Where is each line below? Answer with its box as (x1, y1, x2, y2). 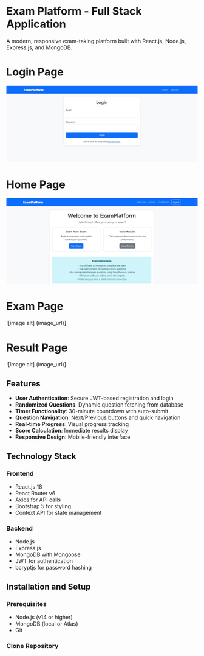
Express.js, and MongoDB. (6, 44, 73, 51)
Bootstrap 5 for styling (15, 502, 72, 509)
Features (6, 379, 41, 389)
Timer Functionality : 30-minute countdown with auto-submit (15, 408, 169, 415)
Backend (6, 524, 33, 532)
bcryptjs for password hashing (15, 564, 92, 571)
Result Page (6, 341, 68, 354)
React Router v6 (15, 489, 56, 497)
